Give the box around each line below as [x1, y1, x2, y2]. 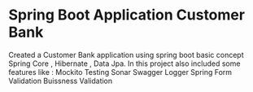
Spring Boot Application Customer [8, 6, 246, 24]
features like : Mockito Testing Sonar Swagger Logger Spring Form [8, 67, 233, 77]
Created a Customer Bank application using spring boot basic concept [8, 50, 244, 59]
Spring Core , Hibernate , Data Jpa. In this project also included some [8, 59, 241, 68]
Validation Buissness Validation [8, 76, 113, 85]
